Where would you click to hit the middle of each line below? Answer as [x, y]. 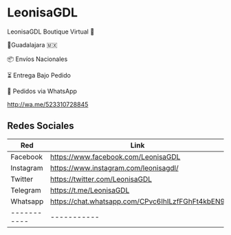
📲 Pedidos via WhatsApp [42, 91]
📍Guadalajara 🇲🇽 [32, 45]
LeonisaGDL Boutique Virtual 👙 [51, 32]
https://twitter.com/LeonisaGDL [101, 179]
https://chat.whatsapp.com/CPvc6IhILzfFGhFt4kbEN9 [138, 201]
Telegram [26, 190]
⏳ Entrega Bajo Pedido [39, 75]
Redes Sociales [41, 126]
